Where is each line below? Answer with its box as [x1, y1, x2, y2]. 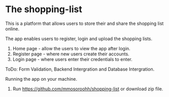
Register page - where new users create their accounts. [12, 51, 129, 57]
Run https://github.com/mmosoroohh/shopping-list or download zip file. [12, 85, 163, 92]
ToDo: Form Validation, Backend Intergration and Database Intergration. [5, 66, 155, 72]
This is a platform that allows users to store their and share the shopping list [5, 20, 164, 26]
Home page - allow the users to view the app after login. [12, 45, 130, 51]
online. [5, 25, 19, 31]
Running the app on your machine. [5, 76, 78, 82]
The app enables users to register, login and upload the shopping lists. [5, 36, 152, 42]
